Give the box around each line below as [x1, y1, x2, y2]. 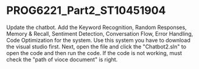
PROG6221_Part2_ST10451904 [6, 4, 166, 18]
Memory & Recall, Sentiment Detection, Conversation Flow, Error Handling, [6, 30, 194, 37]
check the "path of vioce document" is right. [6, 56, 118, 63]
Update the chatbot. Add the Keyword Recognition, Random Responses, [6, 24, 187, 31]
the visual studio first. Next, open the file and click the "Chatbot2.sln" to [6, 43, 187, 50]
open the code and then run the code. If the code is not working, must [6, 49, 183, 56]
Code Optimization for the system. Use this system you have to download [6, 36, 190, 44]
